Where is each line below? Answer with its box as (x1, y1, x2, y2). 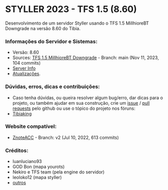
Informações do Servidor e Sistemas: (5, 38, 98, 45)
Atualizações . (12, 71, 41, 77)
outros (12, 179, 26, 186)
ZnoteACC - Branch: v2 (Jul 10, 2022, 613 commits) (12, 134, 119, 140)
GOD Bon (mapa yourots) (12, 164, 65, 170)
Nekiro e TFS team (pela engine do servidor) (12, 169, 105, 175)
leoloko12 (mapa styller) (12, 174, 62, 180)
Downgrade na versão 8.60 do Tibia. (5, 25, 81, 31)
